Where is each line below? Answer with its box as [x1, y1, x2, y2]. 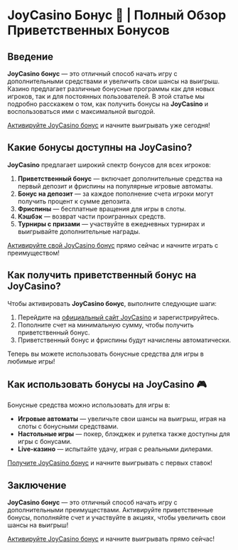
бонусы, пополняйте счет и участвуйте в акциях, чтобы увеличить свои [7, 513, 226, 522]
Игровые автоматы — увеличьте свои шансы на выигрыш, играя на [17, 415, 226, 423]
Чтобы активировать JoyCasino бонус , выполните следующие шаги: [7, 299, 217, 307]
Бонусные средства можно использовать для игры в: [7, 401, 171, 409]
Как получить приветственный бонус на [7, 269, 197, 281]
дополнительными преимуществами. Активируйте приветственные [7, 506, 214, 514]
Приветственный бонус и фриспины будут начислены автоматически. [17, 335, 231, 344]
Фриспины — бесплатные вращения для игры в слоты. [17, 204, 186, 213]
